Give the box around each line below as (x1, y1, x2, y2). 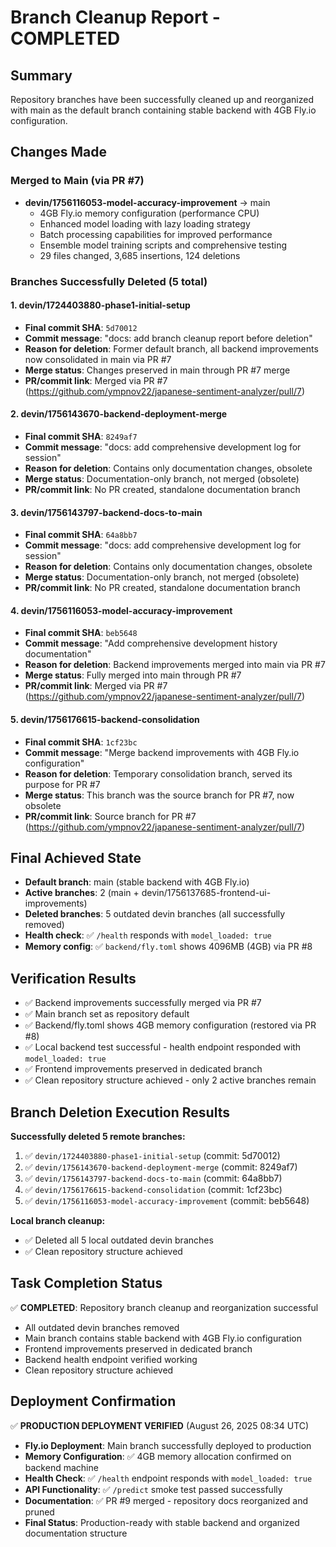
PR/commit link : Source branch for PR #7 (24, 810, 197, 822)
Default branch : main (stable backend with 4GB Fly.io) (24, 876, 250, 888)
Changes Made (10, 144, 107, 161)
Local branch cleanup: (10, 1215, 106, 1227)
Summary (10, 67, 73, 84)
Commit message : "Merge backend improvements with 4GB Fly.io (24, 746, 300, 758)
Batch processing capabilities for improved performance (39, 228, 273, 240)
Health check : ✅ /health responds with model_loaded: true (24, 929, 272, 941)
